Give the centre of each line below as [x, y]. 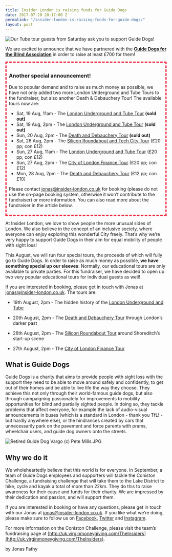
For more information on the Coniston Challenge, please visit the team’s [81, 528]
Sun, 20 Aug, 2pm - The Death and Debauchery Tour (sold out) [83, 135]
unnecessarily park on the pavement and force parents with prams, [76, 426]
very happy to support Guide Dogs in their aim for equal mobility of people [84, 239]
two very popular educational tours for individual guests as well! [73, 277]
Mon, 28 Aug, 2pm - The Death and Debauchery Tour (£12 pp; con [87, 173]
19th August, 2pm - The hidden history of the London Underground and [88, 302]
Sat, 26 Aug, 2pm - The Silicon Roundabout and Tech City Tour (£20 [88, 141]
